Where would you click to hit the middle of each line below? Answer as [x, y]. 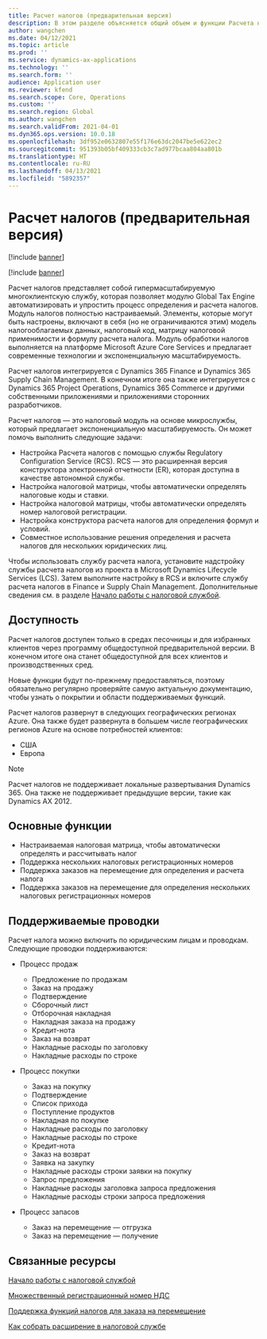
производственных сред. [51, 664]
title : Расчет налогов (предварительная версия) [90, 16]
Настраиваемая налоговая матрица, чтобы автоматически [120, 845]
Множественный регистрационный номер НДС [89, 1296]
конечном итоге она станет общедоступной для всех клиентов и [118, 656]
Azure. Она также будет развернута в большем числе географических [128, 721]
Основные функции [60, 826]
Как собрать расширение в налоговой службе [87, 1326]
